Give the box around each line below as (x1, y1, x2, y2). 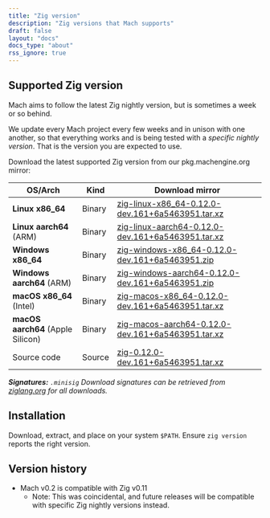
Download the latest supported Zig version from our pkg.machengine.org (8, 157, 251, 166)
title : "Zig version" (8, 11, 81, 20)
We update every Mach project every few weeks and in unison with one (8, 124, 245, 133)
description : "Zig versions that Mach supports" (8, 19, 174, 27)
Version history (8, 463, 88, 476)
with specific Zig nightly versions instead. (31, 500, 170, 510)
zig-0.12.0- (117, 346, 165, 357)
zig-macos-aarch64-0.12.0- (117, 318, 231, 329)
